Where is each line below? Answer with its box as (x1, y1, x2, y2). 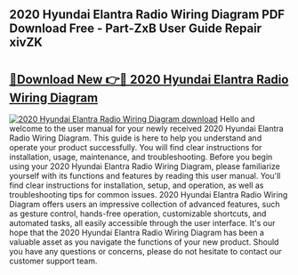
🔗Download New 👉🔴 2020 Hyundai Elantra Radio (9, 71, 289, 87)
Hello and (219, 114, 255, 124)
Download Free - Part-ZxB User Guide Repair (9, 21, 262, 36)
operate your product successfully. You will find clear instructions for (9, 142, 262, 152)
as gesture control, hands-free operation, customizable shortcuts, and (9, 208, 267, 219)
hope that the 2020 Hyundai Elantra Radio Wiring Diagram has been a (9, 227, 265, 238)
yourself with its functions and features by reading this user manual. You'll (9, 171, 281, 181)
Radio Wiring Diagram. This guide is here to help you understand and (9, 133, 262, 143)
